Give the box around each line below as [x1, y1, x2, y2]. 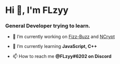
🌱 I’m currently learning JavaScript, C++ [12, 43, 97, 49]
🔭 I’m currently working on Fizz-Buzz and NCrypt [12, 33, 115, 39]
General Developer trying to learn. [5, 22, 91, 29]
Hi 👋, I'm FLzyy [5, 4, 69, 16]
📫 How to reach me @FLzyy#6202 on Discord [12, 53, 112, 59]
